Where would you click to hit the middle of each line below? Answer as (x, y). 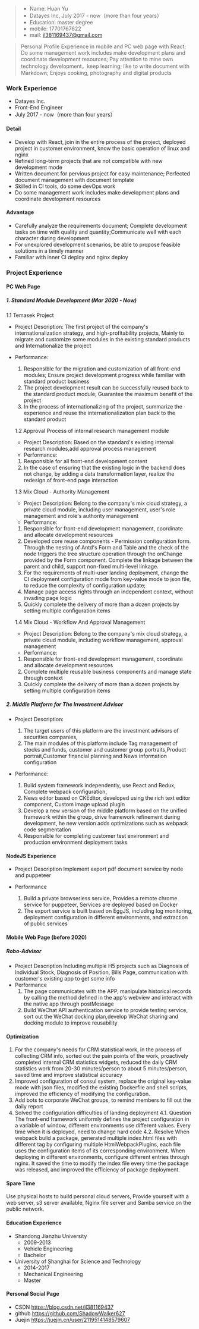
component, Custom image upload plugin (74, 805)
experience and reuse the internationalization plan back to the (99, 413)
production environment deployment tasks (75, 842)
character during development (52, 238)
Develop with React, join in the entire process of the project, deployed (100, 142)
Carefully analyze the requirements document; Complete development (101, 225)
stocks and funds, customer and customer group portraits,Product (105, 750)
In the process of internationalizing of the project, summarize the (103, 407)
